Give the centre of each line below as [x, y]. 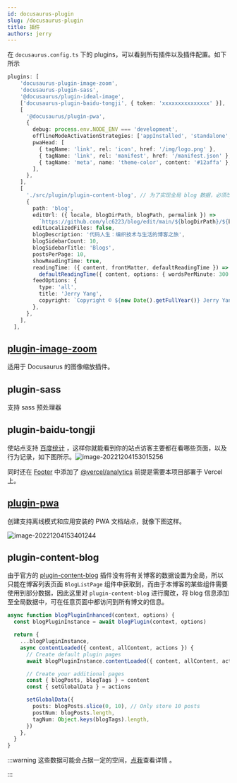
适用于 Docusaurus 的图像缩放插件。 [61, 367]
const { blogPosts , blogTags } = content [88, 680]
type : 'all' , [58, 287]
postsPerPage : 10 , [60, 254]
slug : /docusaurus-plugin [45, 21]
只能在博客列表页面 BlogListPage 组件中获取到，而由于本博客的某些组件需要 [117, 584]
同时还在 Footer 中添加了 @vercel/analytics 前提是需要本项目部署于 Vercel [115, 472]
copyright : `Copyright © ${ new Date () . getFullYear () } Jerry [129, 301]
